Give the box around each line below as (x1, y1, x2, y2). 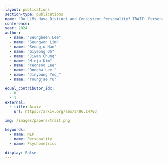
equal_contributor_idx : (5, 86, 55, 91)
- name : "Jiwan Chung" (9, 53, 57, 59)
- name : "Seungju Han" (9, 44, 57, 49)
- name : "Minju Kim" (9, 58, 52, 63)
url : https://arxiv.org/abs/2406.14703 (14, 109, 97, 114)
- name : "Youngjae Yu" (9, 77, 57, 82)
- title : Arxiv (9, 104, 41, 110)
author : (5, 30, 21, 35)
